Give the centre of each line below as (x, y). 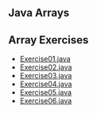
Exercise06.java (46, 101)
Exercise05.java (46, 92)
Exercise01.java (45, 59)
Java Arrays (39, 13)
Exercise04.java (46, 84)
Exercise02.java (46, 67)
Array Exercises (48, 40)
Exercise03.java (46, 76)
